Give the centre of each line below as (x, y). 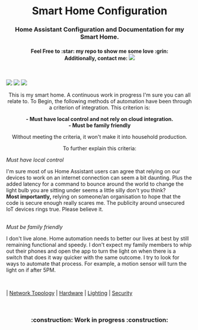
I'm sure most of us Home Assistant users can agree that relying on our (93, 172)
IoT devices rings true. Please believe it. (55, 210)
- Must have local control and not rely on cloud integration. (100, 119)
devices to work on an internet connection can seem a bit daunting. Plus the (99, 178)
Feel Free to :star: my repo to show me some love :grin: (100, 51)
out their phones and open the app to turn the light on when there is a (91, 251)
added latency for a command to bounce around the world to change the (95, 184)
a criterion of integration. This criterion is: (100, 107)
